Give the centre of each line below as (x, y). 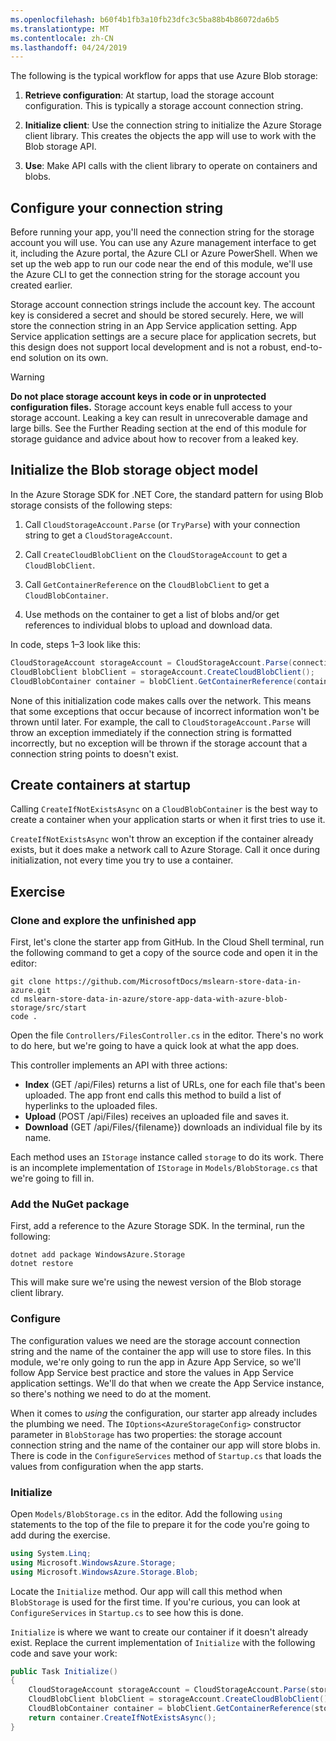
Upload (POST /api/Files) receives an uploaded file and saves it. (157, 1116)
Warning (27, 377)
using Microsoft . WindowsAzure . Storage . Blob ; (104, 1572)
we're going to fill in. (52, 1178)
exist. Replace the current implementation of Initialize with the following (163, 1642)
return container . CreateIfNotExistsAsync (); (122, 1717)
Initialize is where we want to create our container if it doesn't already (159, 1632)
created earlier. (41, 285)
